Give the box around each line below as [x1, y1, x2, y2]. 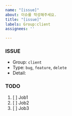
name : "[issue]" [5, 7, 39, 13]
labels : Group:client [5, 21, 51, 27]
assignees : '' [5, 26, 35, 32]
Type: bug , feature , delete [12, 65, 67, 71]
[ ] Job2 [12, 100, 29, 106]
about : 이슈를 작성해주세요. [5, 12, 57, 17]
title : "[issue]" [5, 17, 42, 22]
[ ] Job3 [12, 105, 29, 111]
